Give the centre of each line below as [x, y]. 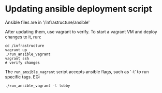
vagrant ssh [17, 58]
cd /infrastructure [25, 46]
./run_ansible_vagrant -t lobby [37, 86]
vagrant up [16, 50]
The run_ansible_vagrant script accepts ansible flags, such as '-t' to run [77, 72]
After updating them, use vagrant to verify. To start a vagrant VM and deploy [81, 31]
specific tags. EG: [22, 77]
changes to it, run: [23, 37]
